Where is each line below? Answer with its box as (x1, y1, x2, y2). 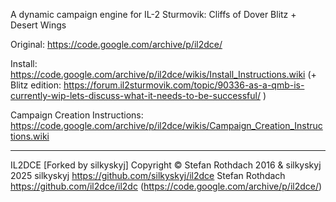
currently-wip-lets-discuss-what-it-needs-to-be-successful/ (10, 90, 261, 101)
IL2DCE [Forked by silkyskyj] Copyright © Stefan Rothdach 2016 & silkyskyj (10, 159, 322, 171)
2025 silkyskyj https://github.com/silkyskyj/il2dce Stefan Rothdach (10, 170, 286, 181)
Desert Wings (10, 19, 67, 31)
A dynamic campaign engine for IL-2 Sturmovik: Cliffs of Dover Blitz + (10, 9, 297, 20)
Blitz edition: (10, 79, 62, 91)
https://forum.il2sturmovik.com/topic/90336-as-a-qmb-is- (63, 79, 305, 91)
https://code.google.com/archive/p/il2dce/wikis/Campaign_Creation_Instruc (10, 120, 323, 131)
